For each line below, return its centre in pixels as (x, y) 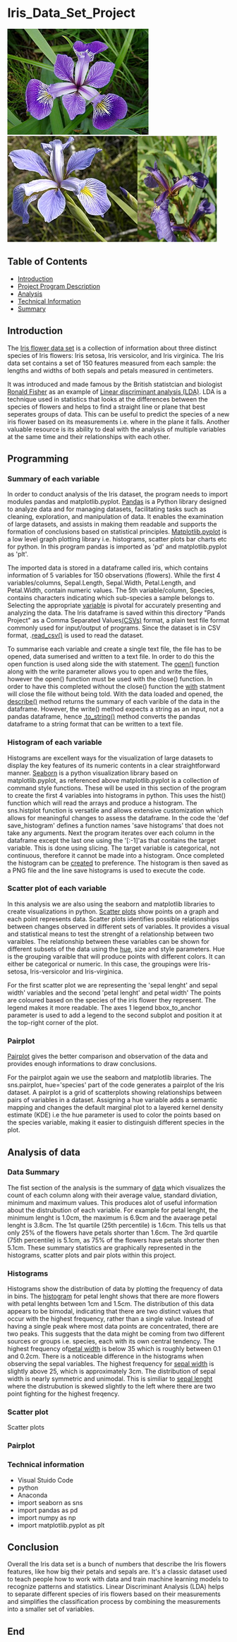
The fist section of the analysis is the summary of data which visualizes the (116, 1187)
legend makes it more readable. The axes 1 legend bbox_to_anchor (104, 1007)
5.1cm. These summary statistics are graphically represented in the (104, 1247)
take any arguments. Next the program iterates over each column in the (111, 833)
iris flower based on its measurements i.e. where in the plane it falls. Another (119, 421)
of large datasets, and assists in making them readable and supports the (112, 525)
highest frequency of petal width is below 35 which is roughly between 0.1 (114, 1349)
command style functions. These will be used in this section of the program (117, 788)
